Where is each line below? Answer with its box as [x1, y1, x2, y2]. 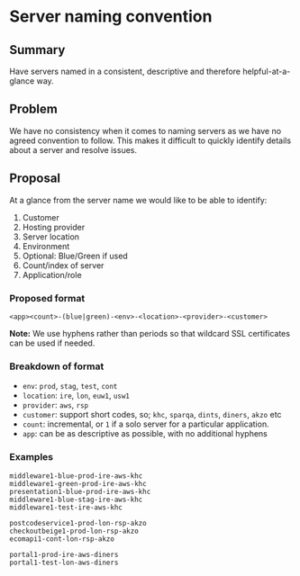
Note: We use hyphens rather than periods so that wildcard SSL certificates [9, 328, 291, 338]
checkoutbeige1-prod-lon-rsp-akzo [9, 526, 140, 535]
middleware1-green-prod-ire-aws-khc [9, 479, 147, 488]
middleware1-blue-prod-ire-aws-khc [9, 471, 143, 481]
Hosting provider [22, 221, 86, 232]
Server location [22, 231, 79, 242]
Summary [9, 42, 66, 58]
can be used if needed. [9, 337, 95, 348]
